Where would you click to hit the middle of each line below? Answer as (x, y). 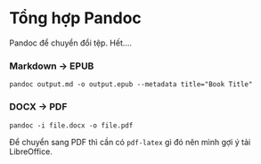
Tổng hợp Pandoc (76, 18)
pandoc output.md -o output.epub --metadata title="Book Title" (131, 85)
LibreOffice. (31, 152)
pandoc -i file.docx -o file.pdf (71, 125)
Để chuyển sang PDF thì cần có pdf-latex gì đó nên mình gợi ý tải (130, 142)
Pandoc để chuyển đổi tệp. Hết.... (70, 43)
